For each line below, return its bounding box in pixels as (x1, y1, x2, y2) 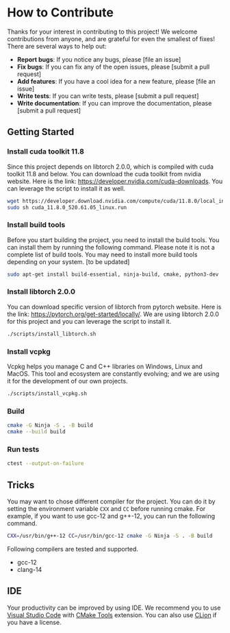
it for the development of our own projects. (7, 377, 128, 385)
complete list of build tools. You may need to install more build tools (7, 250, 198, 259)
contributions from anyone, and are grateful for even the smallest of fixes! (7, 34, 216, 43)
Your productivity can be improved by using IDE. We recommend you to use (7, 604, 221, 612)
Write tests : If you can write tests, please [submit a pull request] (16, 91, 199, 100)
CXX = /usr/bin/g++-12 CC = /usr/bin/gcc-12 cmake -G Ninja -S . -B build (7, 532, 213, 539)
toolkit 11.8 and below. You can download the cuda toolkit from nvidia (7, 169, 201, 178)
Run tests (7, 444, 40, 454)
